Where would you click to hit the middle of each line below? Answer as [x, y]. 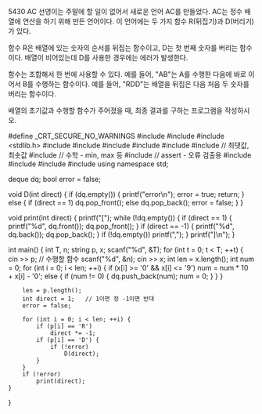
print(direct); [61, 381]
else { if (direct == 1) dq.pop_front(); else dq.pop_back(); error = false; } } [126, 203]
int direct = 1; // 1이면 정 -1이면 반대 [88, 299]
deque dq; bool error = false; [55, 179]
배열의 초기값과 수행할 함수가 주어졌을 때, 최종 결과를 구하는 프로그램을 [115, 111]
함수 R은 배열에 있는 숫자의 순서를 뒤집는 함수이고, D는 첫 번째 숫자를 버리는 [123, 48]
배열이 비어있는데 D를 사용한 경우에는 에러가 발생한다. [106, 58]
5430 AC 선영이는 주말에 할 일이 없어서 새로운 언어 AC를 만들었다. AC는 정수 [126, 11]
